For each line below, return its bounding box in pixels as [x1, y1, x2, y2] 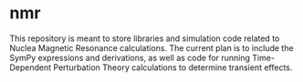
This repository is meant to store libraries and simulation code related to [9, 33, 280, 44]
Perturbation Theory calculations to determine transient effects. [53, 62, 293, 73]
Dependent [9, 62, 52, 73]
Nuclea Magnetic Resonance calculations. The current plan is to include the [9, 42, 294, 53]
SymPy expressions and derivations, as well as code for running [9, 52, 251, 63]
